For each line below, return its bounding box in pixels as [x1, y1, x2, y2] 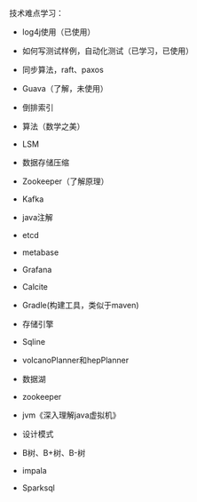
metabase [21, 247, 59, 258]
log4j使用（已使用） [21, 27, 96, 37]
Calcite [21, 282, 49, 291]
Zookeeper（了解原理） [21, 176, 109, 187]
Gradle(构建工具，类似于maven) [21, 300, 139, 310]
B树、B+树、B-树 [21, 448, 86, 458]
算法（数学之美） [21, 121, 85, 131]
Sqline [21, 337, 46, 347]
